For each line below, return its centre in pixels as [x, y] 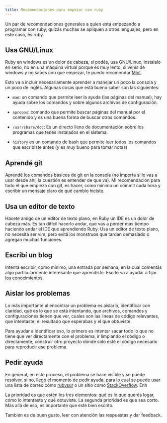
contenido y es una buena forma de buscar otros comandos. [74, 117]
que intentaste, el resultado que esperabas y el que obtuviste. [68, 321]
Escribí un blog [29, 255]
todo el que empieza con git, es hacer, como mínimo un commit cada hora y [83, 186]
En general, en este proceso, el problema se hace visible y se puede [75, 374]
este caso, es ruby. [25, 34]
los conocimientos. [24, 278]
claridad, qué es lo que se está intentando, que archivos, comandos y [76, 311]
